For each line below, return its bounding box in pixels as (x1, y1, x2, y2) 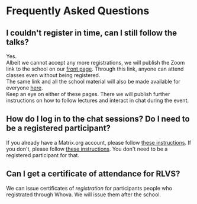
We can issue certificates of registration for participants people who (6, 184, 173, 192)
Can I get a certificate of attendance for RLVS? (6, 169, 180, 179)
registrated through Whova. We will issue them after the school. (6, 191, 162, 198)
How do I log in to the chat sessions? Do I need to (6, 114, 190, 124)
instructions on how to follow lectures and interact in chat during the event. (6, 97, 189, 104)
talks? (6, 37, 30, 47)
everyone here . (6, 84, 43, 91)
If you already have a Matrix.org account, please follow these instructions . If (6, 139, 192, 146)
